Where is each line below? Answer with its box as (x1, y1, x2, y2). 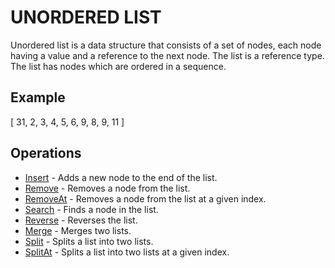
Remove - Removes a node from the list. (24, 182, 191, 194)
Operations (10, 145, 82, 162)
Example (10, 89, 66, 106)
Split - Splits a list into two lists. (24, 235, 154, 247)
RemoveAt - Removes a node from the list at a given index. (24, 192, 267, 205)
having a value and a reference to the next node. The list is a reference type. (10, 49, 325, 61)
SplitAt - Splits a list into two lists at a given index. (24, 246, 230, 258)
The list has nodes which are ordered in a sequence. (10, 60, 227, 72)
